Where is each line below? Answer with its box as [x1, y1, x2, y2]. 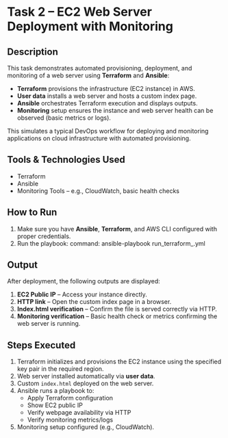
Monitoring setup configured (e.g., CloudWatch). [16, 423, 155, 431]
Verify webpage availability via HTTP [27, 409, 131, 417]
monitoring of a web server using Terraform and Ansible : [7, 71, 170, 79]
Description [7, 46, 58, 57]
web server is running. [16, 320, 81, 328]
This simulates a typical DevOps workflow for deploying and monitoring [7, 127, 209, 135]
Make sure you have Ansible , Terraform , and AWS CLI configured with [16, 224, 218, 233]
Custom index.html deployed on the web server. [16, 379, 154, 387]
